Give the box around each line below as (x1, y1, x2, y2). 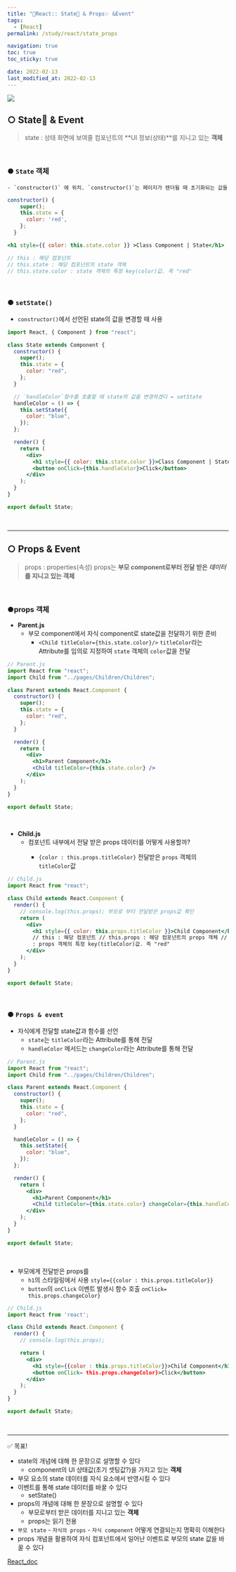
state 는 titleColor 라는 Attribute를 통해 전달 (27, 1035, 153, 1044)
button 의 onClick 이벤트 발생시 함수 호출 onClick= (27, 1284, 167, 1293)
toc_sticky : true (7, 56, 58, 63)
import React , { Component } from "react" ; (7, 328, 137, 336)
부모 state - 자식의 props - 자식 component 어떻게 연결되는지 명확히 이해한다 (17, 1526, 225, 1534)
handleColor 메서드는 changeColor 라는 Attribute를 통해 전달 (27, 1044, 194, 1053)
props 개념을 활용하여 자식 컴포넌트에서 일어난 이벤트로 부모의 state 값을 (17, 1534, 218, 1542)
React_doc (7, 1557, 38, 1566)
